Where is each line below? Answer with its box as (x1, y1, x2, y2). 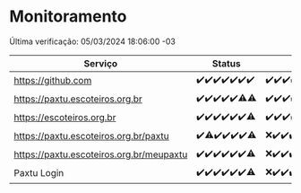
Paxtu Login (13, 167, 64, 180)
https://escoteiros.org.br (13, 111, 116, 124)
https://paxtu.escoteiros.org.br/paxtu (13, 130, 170, 143)
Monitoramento (9, 6, 127, 27)
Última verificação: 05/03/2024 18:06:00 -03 (9, 36, 176, 47)
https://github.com (13, 75, 92, 87)
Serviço (83, 57, 118, 69)
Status (211, 57, 241, 69)
